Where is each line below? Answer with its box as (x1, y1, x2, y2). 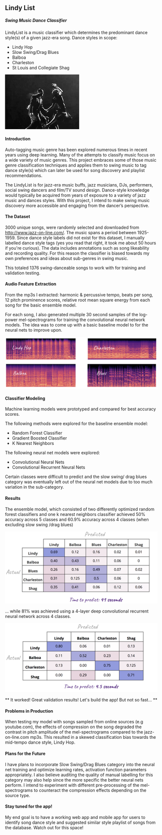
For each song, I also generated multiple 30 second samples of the (5, 311, 139, 317)
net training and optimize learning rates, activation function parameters (5, 767, 147, 772)
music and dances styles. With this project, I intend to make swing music (5, 197, 150, 203)
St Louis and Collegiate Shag (12, 65, 70, 71)
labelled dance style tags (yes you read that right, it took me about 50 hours (5, 240, 156, 246)
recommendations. (5, 172, 43, 178)
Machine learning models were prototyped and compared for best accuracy (5, 406, 156, 412)
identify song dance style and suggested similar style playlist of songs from (5, 819, 156, 825)
